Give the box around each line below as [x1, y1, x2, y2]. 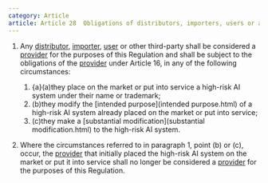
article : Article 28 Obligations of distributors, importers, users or [8, 19, 255, 27]
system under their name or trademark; [31, 90, 161, 100]
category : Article [8, 11, 69, 20]
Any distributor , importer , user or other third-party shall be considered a [19, 41, 257, 50]
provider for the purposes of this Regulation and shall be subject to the [19, 50, 253, 59]
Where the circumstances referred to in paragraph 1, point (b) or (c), [19, 140, 244, 149]
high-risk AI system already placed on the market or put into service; [31, 107, 258, 117]
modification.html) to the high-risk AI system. [31, 125, 181, 134]
